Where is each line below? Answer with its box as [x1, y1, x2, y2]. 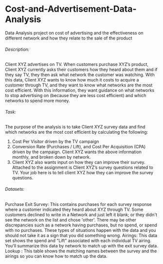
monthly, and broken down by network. [12, 154, 91, 160]
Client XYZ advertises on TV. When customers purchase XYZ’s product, [5, 61, 148, 67]
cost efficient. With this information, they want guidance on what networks [5, 87, 155, 93]
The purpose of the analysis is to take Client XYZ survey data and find [5, 124, 145, 130]
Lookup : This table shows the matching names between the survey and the [5, 248, 157, 254]
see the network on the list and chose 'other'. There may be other [5, 217, 136, 223]
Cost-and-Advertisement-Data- [5, 3, 137, 15]
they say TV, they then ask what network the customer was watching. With [5, 72, 155, 78]
